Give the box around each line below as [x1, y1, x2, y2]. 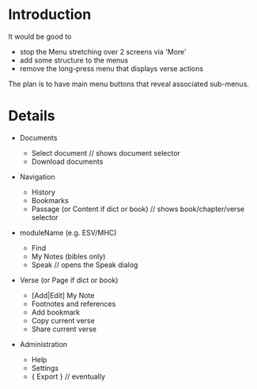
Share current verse [31, 324, 97, 334]
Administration [19, 339, 68, 349]
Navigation [19, 172, 55, 181]
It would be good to [8, 32, 72, 41]
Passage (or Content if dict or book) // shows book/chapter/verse [31, 204, 245, 213]
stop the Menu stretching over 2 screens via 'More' [19, 47, 187, 56]
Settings [31, 363, 59, 372]
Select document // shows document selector [31, 148, 180, 157]
